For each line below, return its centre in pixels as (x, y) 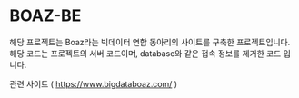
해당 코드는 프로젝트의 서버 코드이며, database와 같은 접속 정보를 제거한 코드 (145, 53)
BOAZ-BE (45, 16)
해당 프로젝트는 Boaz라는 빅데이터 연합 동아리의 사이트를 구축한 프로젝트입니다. (150, 42)
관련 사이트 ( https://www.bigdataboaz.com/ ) (94, 83)
